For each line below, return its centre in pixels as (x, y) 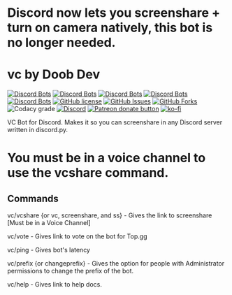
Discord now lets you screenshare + (114, 13)
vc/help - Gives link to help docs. (55, 285)
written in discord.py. (38, 130)
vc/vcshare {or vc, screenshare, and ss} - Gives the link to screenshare (110, 215)
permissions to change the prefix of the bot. (71, 271)
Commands (33, 198)
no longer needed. (61, 43)
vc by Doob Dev (54, 74)
